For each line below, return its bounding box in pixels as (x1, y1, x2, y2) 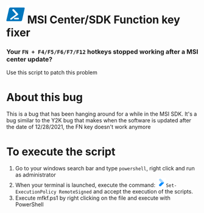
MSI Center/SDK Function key (27, 13, 181, 27)
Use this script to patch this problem (6, 69, 97, 76)
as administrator (15, 171, 56, 178)
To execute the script (6, 145, 116, 158)
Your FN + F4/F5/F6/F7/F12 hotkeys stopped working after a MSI (6, 47, 199, 56)
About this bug (6, 90, 83, 104)
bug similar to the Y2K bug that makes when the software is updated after (6, 117, 192, 124)
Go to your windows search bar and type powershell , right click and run (15, 165, 195, 172)
